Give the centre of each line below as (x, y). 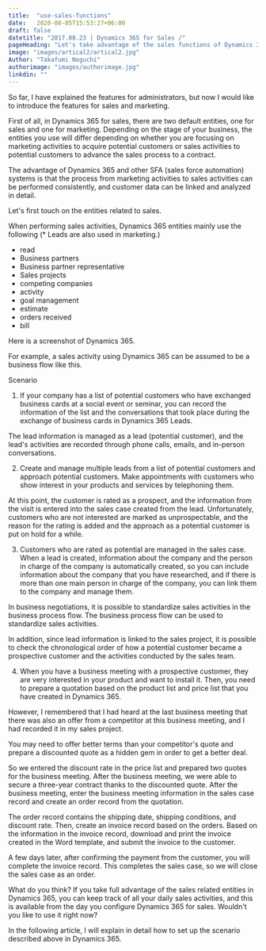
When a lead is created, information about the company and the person (136, 558)
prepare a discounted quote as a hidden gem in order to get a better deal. (128, 752)
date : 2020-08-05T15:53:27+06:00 (67, 23)
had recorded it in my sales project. (66, 728)
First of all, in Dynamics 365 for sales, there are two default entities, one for (131, 120)
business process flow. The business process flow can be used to (116, 615)
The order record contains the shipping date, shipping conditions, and (122, 816)
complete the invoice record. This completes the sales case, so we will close (133, 865)
